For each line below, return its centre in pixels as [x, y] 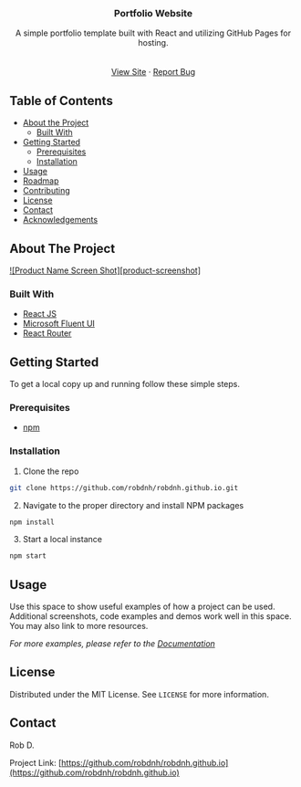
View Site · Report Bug [153, 72]
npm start [28, 556]
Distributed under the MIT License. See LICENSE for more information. [139, 694]
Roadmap [41, 181]
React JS [40, 314]
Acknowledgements [60, 220]
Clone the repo [51, 471]
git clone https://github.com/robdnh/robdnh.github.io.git [124, 488]
